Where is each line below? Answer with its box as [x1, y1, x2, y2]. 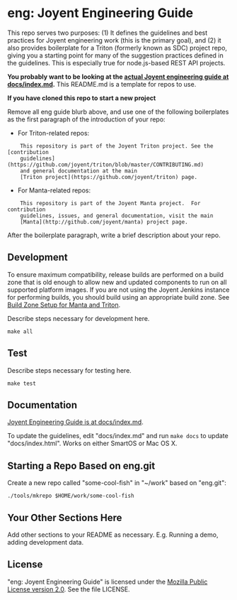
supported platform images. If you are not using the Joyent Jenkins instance [7, 285, 230, 294]
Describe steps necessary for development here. [7, 314, 150, 322]
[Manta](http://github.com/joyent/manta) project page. [20, 218, 189, 225]
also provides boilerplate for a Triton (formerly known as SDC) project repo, [7, 43, 228, 52]
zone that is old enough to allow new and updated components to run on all [7, 278, 227, 286]
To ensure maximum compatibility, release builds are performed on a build [7, 270, 224, 278]
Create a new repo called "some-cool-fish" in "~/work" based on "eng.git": [7, 479, 226, 487]
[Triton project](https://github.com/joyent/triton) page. [20, 173, 198, 180]
